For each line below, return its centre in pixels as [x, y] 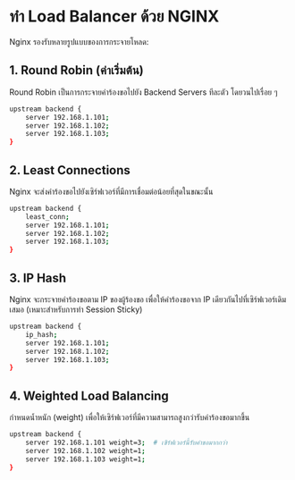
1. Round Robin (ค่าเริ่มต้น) [77, 70]
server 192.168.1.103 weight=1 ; [85, 459]
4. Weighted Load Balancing [89, 396]
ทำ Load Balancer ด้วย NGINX [114, 17]
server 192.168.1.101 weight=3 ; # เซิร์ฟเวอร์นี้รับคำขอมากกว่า [126, 442]
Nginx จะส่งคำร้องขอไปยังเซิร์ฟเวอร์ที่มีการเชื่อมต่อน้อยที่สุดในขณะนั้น [111, 191]
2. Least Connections [70, 170]
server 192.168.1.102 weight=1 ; [85, 451]
